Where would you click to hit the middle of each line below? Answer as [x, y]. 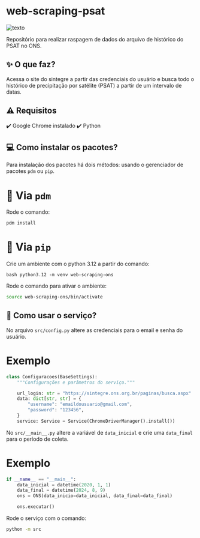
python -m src [24, 530]
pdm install [21, 223]
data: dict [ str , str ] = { [49, 399]
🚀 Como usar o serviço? [51, 316]
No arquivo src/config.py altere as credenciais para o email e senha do [95, 330]
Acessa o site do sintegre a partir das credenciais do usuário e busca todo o [100, 79]
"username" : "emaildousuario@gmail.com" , [80, 404]
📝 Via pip [29, 247]
